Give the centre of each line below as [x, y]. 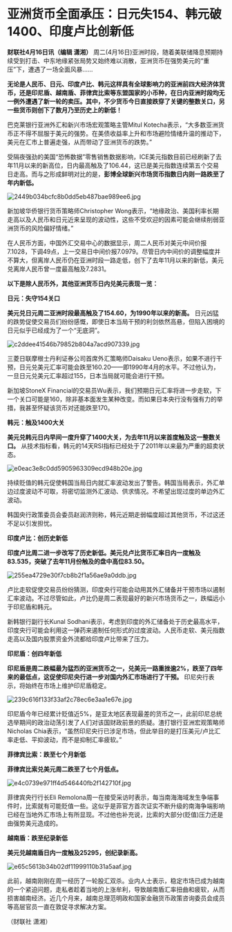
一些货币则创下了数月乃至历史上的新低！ [65, 110]
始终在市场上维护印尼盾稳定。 [68, 685]
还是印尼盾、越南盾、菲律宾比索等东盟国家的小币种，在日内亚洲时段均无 [122, 92]
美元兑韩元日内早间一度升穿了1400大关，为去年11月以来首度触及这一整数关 [114, 437]
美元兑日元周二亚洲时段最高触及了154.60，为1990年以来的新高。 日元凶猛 [113, 313]
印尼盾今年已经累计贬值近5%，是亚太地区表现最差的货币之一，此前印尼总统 [115, 713]
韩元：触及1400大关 [36, 422]
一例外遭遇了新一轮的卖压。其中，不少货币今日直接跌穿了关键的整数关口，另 [116, 101]
